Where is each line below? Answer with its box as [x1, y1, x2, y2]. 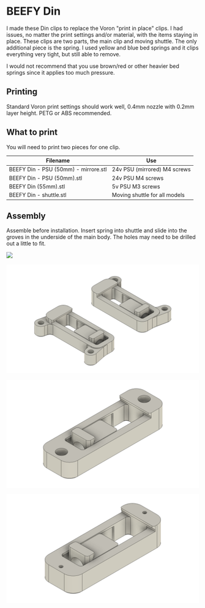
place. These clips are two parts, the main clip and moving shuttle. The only [6, 37, 197, 45]
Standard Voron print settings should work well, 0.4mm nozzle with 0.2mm [6, 103, 195, 110]
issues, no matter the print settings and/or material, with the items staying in [6, 31, 198, 38]
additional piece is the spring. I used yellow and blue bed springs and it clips [6, 44, 199, 51]
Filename [45, 157, 70, 165]
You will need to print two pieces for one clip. [6, 143, 121, 150]
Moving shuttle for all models [112, 191, 185, 199]
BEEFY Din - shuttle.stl [9, 191, 67, 199]
